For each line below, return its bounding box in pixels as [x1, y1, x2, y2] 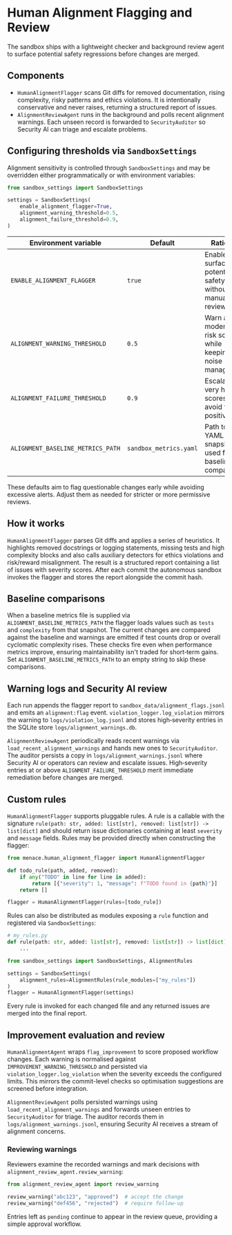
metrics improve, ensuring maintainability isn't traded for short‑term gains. [7, 648, 219, 656]
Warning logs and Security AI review [7, 683, 168, 694]
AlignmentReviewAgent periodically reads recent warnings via [7, 737, 180, 745]
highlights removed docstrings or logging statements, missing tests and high [7, 543, 225, 552]
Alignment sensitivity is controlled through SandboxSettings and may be [7, 163, 211, 172]
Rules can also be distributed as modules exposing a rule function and [7, 912, 209, 920]
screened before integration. [7, 1085, 88, 1093]
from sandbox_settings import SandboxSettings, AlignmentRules [7, 957, 193, 964]
